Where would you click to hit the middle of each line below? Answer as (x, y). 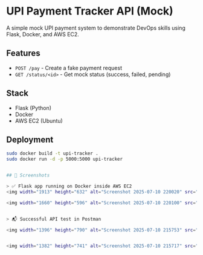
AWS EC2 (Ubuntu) (39, 121)
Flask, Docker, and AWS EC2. (43, 34)
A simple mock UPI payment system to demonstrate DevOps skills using (96, 28)
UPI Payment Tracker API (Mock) (90, 11)
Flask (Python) (33, 108)
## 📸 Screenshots (28, 176)
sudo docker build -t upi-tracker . (52, 153)
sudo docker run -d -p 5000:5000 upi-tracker (64, 159)
